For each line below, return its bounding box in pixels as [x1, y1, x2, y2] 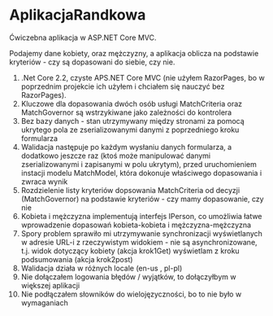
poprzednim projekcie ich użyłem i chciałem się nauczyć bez [20, 81, 225, 91]
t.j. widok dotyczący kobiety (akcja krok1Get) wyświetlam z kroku [20, 246, 240, 256]
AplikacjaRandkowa [9, 6, 146, 24]
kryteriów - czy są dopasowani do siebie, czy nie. [9, 57, 175, 67]
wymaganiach [20, 297, 68, 307]
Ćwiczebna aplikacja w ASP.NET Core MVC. [9, 33, 157, 42]
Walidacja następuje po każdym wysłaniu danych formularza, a [20, 142, 232, 151]
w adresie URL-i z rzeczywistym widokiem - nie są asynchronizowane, [20, 237, 258, 247]
